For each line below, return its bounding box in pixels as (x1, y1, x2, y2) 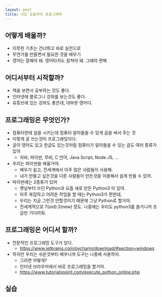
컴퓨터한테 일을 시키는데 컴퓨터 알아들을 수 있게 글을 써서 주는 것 (12, 129, 136, 136)
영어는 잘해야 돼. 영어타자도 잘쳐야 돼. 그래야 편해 (12, 58, 107, 64)
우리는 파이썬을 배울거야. (12, 160, 60, 166)
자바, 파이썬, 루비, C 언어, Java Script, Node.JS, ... (19, 154, 119, 160)
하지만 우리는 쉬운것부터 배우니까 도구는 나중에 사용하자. (12, 251, 121, 257)
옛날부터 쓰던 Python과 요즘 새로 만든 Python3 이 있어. (19, 185, 126, 191)
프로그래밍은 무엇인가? (5, 115, 70, 124)
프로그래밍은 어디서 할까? (5, 225, 78, 234)
